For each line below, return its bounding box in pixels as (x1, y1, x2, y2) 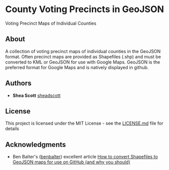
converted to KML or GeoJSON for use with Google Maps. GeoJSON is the (5, 59, 160, 65)
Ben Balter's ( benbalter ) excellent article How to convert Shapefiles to (12, 154, 158, 160)
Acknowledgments (5, 140, 67, 149)
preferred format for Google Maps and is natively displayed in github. (5, 64, 149, 70)
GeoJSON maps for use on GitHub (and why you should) (12, 159, 131, 165)
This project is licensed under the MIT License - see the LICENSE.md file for (5, 120, 163, 127)
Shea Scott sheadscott (12, 92, 61, 98)
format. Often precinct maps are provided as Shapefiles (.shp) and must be (5, 53, 161, 60)
